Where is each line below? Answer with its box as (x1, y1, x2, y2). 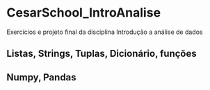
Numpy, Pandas (6, 71, 77, 83)
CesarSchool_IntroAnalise (6, 5, 161, 21)
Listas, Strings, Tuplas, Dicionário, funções (6, 48, 197, 60)
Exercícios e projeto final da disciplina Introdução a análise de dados (6, 28, 203, 36)
